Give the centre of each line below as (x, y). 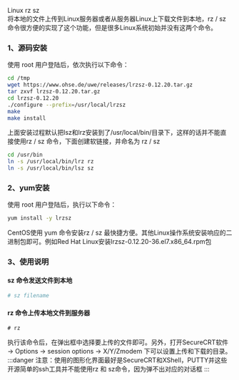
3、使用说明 (28, 262)
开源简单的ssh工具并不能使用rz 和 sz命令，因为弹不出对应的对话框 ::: (109, 369)
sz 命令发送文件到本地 (40, 280)
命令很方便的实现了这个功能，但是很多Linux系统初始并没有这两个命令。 (112, 27)
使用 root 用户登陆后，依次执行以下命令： (68, 65)
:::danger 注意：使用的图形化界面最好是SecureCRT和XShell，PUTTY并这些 (117, 360)
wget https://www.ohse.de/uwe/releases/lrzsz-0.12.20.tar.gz (100, 85)
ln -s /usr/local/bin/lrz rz (51, 162)
